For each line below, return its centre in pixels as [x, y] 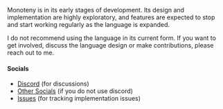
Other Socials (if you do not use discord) [75, 91]
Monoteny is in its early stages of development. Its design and [96, 10]
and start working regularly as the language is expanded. [89, 24]
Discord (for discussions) [53, 84]
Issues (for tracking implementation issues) [79, 99]
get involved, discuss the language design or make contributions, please [110, 45]
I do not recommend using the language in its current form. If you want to [112, 38]
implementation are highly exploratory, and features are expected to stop [111, 17]
